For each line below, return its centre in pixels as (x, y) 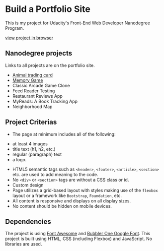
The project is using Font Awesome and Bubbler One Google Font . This (78, 234)
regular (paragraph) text (37, 154)
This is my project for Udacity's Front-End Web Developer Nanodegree (78, 23)
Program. (15, 28)
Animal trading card (33, 75)
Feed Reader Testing (34, 91)
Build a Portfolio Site (48, 9)
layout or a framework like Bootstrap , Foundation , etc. (67, 195)
